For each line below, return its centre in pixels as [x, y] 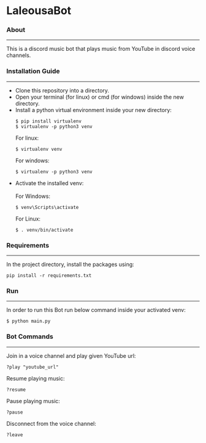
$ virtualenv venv [39, 149]
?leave [15, 435]
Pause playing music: [33, 401]
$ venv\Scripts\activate [47, 207]
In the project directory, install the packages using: [71, 265]
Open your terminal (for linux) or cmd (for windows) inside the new [99, 97]
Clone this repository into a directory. [62, 90]
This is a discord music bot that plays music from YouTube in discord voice [101, 49]
